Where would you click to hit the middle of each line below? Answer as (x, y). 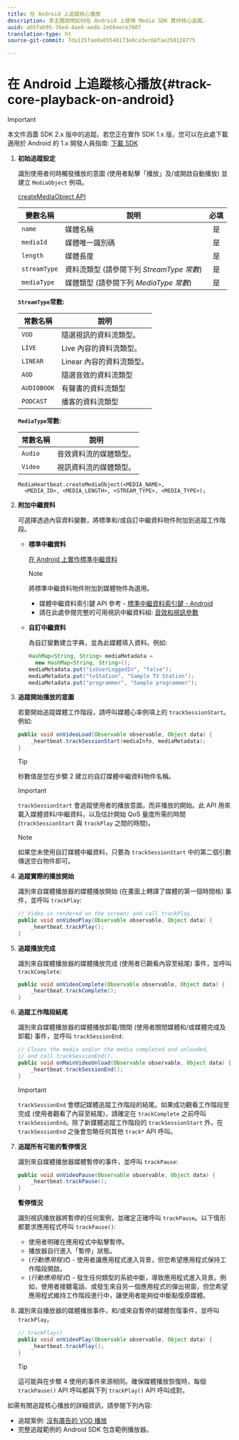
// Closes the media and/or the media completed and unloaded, (113, 1050)
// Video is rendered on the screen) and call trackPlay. (105, 914)
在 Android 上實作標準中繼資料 (73, 560)
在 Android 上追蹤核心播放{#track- (110, 84)
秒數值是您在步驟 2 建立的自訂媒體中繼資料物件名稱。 (96, 776)
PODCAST (34, 401)
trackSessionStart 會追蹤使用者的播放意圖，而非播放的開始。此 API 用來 (124, 806)
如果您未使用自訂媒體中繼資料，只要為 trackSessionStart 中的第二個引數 (124, 852)
